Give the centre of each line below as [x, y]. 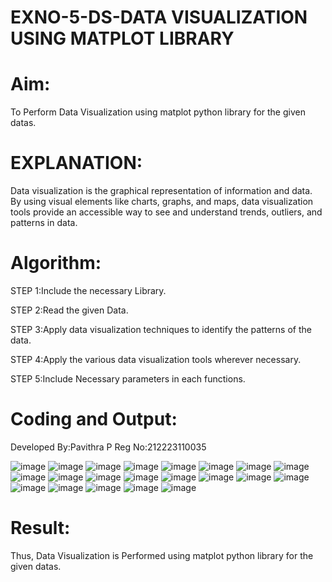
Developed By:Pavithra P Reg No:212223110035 [108, 447]
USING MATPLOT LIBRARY [122, 38]
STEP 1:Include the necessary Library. [88, 290]
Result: [40, 528]
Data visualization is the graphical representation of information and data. [161, 191]
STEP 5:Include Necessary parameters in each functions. [128, 379]
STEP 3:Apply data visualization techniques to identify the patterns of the [161, 329]
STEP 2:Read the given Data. [69, 310]
